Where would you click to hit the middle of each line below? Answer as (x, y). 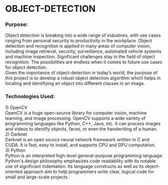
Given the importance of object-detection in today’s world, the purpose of (81, 73)
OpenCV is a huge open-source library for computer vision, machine (76, 113)
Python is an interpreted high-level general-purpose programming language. (84, 155)
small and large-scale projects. (37, 177)
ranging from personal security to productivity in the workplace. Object (78, 41)
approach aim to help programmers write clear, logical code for (89, 171)
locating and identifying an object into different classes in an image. (75, 83)
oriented (14, 171)
